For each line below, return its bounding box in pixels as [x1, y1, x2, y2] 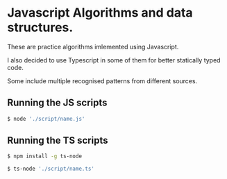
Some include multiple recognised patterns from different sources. [7, 76, 198, 85]
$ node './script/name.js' [7, 115, 85, 122]
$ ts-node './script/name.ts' [7, 165, 95, 173]
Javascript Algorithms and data [7, 5, 193, 21]
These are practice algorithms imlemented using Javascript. [7, 42, 179, 51]
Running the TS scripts [7, 135, 108, 146]
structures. [7, 19, 74, 35]
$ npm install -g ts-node [7, 153, 82, 160]
